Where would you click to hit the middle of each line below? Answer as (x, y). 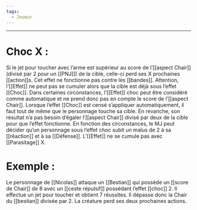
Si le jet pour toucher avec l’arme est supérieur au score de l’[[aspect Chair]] (98, 67)
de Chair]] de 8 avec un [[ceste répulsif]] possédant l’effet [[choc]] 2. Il (92, 189)
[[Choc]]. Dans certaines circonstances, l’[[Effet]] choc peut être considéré (97, 93)
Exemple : (30, 166)
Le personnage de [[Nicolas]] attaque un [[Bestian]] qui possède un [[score (97, 182)
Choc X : (27, 51)
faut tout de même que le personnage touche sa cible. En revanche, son (93, 111)
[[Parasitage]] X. (26, 143)
